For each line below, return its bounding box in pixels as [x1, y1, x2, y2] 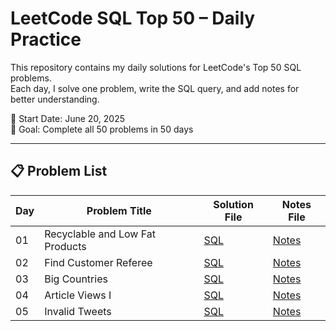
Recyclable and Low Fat [44, 227, 156, 241]
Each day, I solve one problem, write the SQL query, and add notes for [10, 82, 300, 94]
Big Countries [44, 272, 108, 286]
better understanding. [10, 93, 100, 105]
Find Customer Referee [44, 255, 153, 269]
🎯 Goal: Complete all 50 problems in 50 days [10, 123, 194, 135]
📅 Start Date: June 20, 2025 [10, 112, 126, 124]
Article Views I [44, 288, 112, 302]
